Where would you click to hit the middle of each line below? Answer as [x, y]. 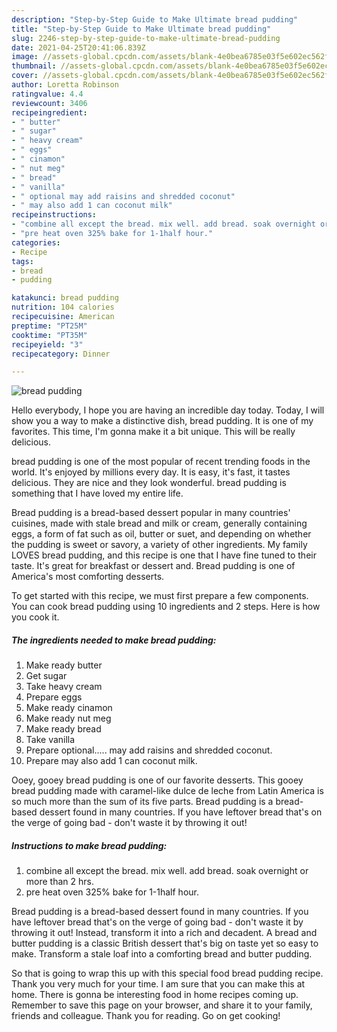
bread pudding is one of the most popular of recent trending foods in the [161, 462]
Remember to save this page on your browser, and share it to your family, [162, 1005]
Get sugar [46, 676]
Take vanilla [50, 740]
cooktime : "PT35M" [49, 335]
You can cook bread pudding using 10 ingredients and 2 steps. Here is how [166, 607]
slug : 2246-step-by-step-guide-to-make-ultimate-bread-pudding [146, 38]
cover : [25, 76]
